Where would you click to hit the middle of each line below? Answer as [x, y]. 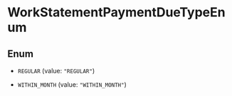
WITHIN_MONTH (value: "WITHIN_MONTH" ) [72, 85]
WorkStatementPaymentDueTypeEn [116, 12]
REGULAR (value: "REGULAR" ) [56, 71]
